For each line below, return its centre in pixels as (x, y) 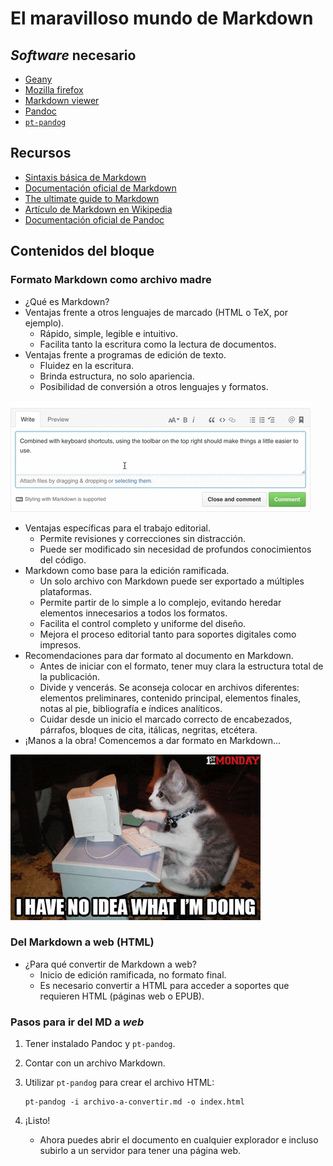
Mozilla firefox (54, 90)
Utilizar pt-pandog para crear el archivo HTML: (119, 1083)
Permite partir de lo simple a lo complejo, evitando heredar (160, 602)
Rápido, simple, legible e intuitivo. (109, 333)
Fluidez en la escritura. (87, 365)
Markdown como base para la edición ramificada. (127, 570)
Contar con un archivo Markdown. (95, 1063)
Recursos (41, 153)
